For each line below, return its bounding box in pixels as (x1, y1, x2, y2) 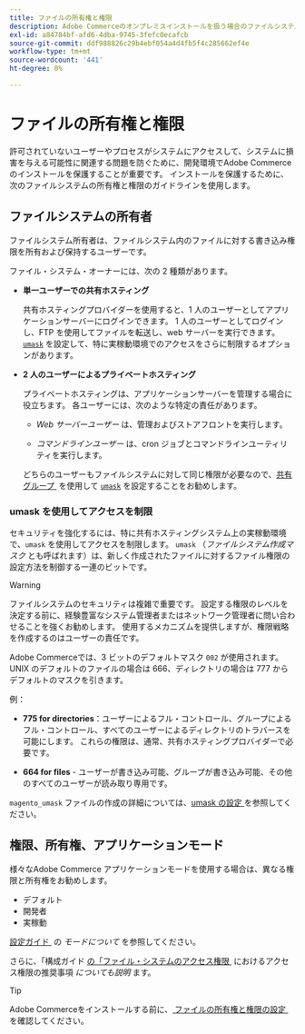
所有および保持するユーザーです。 (25, 246, 152, 257)
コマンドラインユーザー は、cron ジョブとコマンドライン (35, 438, 249, 449)
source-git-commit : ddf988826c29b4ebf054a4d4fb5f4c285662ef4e (9, 38, 250, 48)
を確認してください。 (9, 1015, 89, 1026)
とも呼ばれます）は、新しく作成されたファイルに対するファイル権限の (26, 550, 290, 561)
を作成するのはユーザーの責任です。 (9, 632, 144, 643)
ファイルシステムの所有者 (9, 209, 152, 224)
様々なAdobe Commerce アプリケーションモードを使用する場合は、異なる (9, 863, 287, 874)
